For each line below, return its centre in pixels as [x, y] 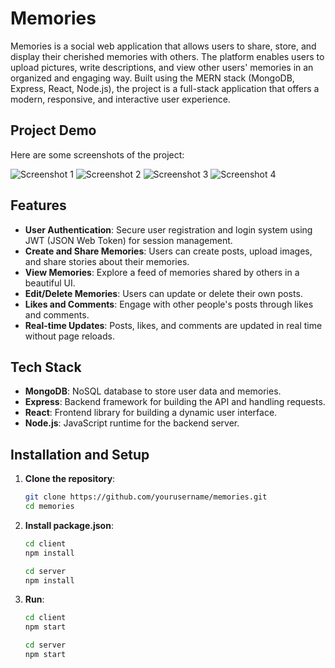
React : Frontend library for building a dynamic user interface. [151, 413]
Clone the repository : [70, 479]
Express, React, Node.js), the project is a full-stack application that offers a [165, 88]
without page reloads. [69, 336]
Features [38, 205]
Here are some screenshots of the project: [97, 154]
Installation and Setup [80, 454]
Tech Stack [46, 367]
